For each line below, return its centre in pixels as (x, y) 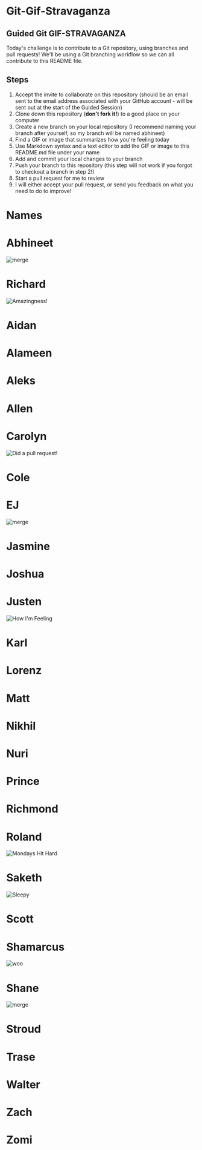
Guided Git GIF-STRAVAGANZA (66, 34)
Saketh (24, 878)
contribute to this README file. (45, 61)
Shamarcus (36, 947)
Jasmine (28, 546)
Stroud (24, 1029)
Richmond (32, 809)
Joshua (25, 574)
